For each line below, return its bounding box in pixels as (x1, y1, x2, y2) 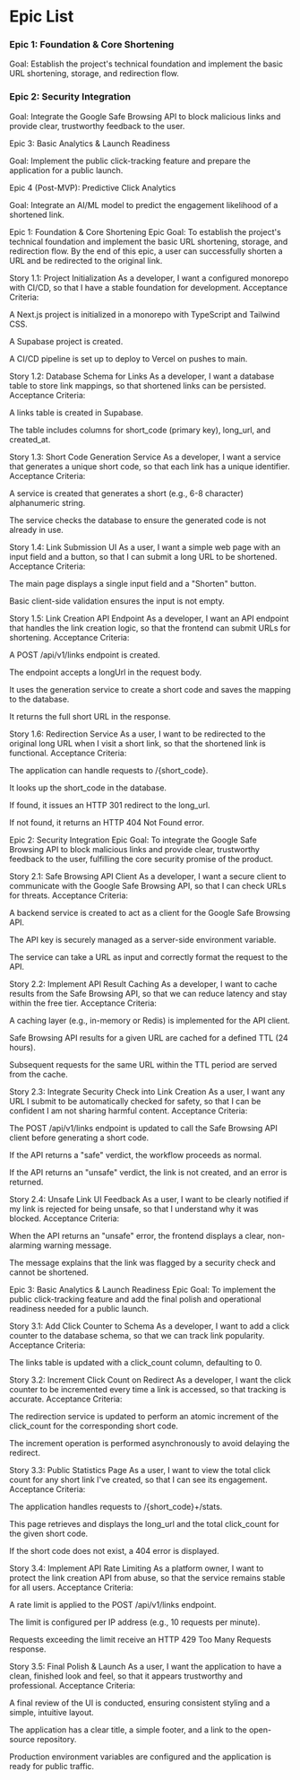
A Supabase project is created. (9, 336, 124, 346)
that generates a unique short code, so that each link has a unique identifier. (9, 460, 291, 472)
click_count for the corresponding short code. (9, 1420, 179, 1431)
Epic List (9, 6, 74, 27)
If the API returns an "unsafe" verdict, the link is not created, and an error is (9, 1166, 287, 1177)
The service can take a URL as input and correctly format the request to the (9, 951, 288, 962)
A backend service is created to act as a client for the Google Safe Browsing (9, 907, 291, 918)
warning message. (43, 1240, 112, 1251)
